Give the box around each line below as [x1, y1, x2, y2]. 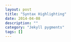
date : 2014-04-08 [5, 16, 41, 21]
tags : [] [5, 29, 23, 34]
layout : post [5, 7, 32, 12]
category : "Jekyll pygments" [5, 25, 65, 30]
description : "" [5, 20, 38, 26]
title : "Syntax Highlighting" [5, 12, 67, 16]
